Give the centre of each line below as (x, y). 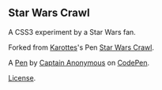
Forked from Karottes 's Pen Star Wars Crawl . (81, 47)
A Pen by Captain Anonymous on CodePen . (79, 62)
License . (22, 77)
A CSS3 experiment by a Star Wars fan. (72, 32)
